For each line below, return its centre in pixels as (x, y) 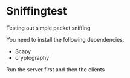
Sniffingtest (37, 11)
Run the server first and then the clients (56, 69)
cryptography (32, 57)
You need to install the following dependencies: (65, 39)
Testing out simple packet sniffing (48, 28)
